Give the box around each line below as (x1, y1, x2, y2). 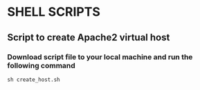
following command (7, 60, 76, 70)
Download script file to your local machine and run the (7, 52, 193, 62)
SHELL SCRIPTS (7, 4, 100, 20)
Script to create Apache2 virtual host (7, 32, 170, 43)
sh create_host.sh (7, 76, 60, 83)
